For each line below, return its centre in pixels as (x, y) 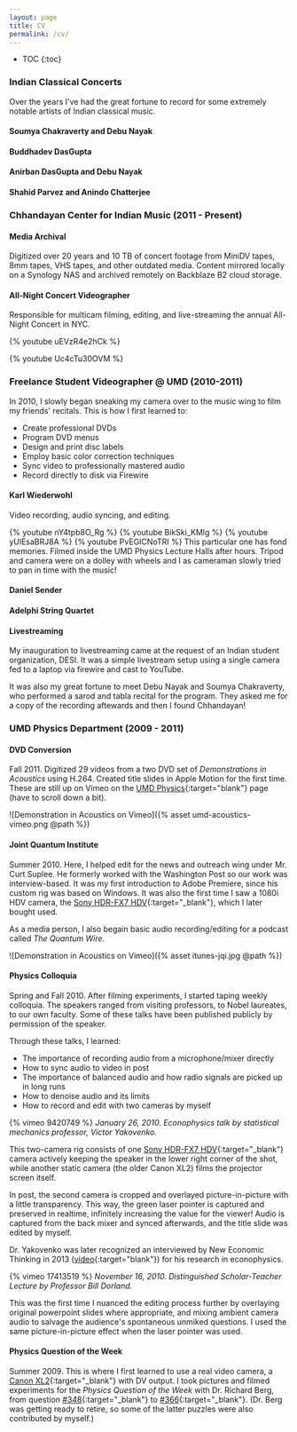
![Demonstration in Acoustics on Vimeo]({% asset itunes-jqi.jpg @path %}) (146, 955)
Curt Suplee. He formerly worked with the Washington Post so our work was (148, 874)
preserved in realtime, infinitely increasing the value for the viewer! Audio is (147, 1214)
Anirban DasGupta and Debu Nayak (76, 172)
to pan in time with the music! (63, 570)
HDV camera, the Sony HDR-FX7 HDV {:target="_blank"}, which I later (136, 902)
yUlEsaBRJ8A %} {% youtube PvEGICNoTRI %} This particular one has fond (148, 542)
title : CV (27, 26)
